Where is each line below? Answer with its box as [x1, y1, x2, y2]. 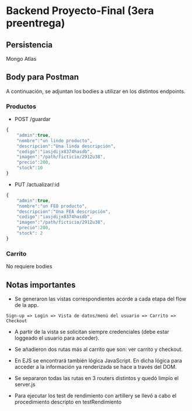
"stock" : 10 [16, 165, 43, 171]
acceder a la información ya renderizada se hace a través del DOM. [14, 363, 177, 370]
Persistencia [6, 40, 53, 50]
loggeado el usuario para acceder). [14, 334, 100, 341]
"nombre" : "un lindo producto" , [16, 137, 93, 144]
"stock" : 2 [16, 230, 43, 236]
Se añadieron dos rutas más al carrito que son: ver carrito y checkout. [14, 346, 183, 353]
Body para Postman [6, 72, 79, 82]
